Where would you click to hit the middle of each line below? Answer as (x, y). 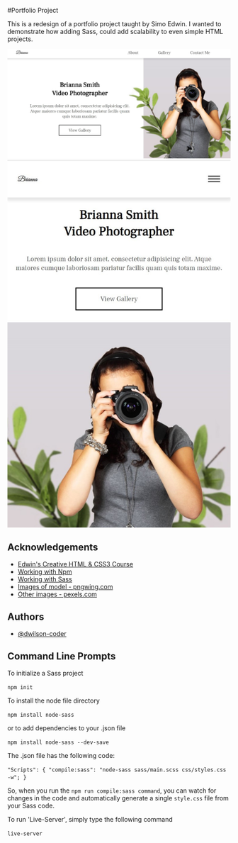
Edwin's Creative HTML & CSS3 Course (75, 564)
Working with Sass (45, 579)
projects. (20, 39)
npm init (20, 687)
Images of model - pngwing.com (65, 587)
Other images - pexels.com (57, 594)
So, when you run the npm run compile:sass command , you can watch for (112, 791)
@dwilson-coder (42, 634)
